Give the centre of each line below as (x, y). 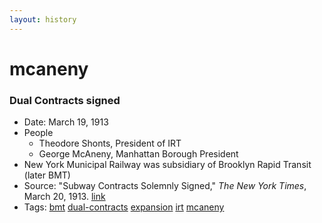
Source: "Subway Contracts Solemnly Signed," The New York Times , (165, 186)
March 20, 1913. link (64, 197)
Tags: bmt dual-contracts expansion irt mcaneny (124, 207)
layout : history (43, 19)
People (38, 133)
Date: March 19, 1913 (66, 122)
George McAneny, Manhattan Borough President (138, 154)
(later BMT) (47, 175)
